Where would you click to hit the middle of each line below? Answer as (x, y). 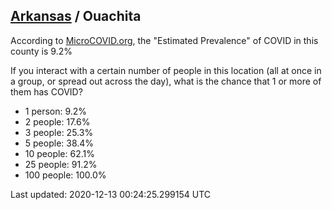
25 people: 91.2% (61, 164)
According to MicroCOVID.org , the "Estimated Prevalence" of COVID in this (164, 40)
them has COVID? (46, 91)
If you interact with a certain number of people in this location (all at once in (166, 70)
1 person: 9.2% (56, 111)
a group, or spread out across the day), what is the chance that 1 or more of (166, 81)
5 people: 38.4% (59, 143)
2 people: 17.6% (57, 121)
